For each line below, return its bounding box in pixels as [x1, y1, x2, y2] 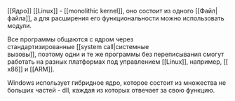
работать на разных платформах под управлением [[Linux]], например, [7, 58, 222, 66]
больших [7, 86, 34, 94]
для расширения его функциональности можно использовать [38, 14, 224, 22]
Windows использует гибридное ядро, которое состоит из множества [7, 79, 217, 87]
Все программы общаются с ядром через [7, 35, 134, 43]
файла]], [7, 14, 33, 22]
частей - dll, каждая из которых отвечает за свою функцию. [34, 86, 215, 94]
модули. [7, 22, 32, 29]
